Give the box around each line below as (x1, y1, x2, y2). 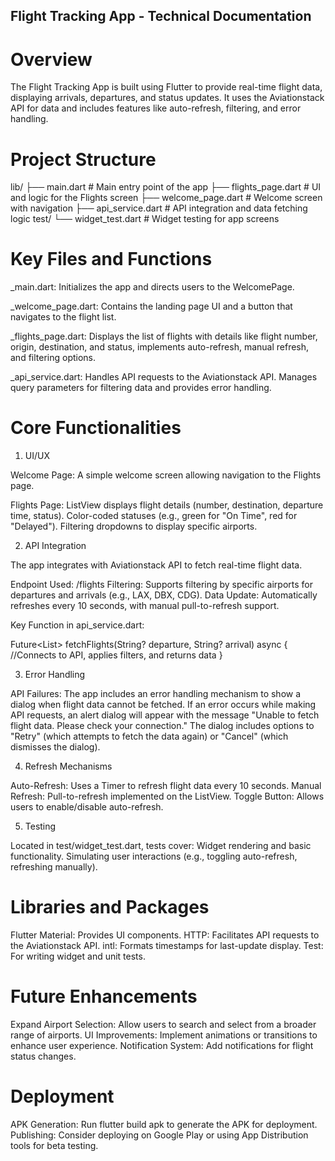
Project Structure (10, 148, 157, 171)
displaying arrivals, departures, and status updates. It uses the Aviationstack (10, 92, 325, 104)
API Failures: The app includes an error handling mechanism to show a (10, 688, 302, 700)
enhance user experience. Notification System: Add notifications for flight (10, 1040, 314, 1052)
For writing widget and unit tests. (10, 950, 146, 963)
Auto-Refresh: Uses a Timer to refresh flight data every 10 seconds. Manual (10, 780, 322, 792)
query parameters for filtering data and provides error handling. (10, 382, 272, 394)
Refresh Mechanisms (24, 760, 113, 773)
